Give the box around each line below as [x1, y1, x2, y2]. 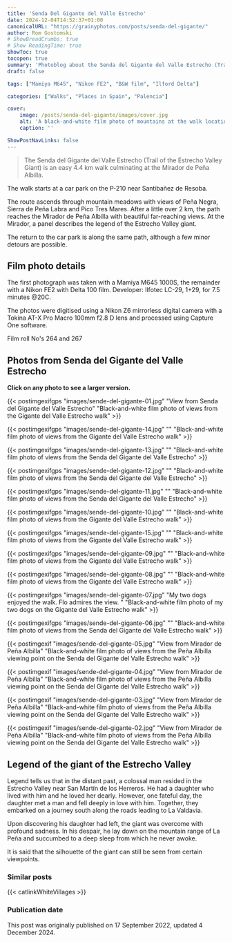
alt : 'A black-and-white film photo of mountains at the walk [19, 118, 202, 125]
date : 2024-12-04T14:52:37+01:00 [7, 17, 104, 23]
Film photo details [7, 260, 86, 272]
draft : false [7, 68, 45, 75]
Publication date [7, 905, 64, 915]
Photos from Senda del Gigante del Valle [7, 354, 184, 366]
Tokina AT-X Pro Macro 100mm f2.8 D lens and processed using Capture [7, 314, 214, 322]
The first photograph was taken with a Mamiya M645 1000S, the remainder [7, 278, 221, 287]
